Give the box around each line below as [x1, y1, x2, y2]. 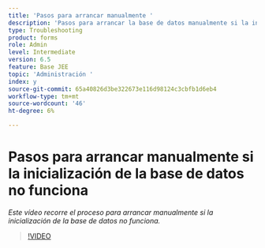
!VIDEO [27, 231, 51, 241]
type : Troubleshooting [8, 26, 83, 34]
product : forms [8, 33, 58, 42]
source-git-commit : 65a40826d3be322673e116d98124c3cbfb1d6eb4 [8, 85, 217, 93]
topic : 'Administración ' [8, 70, 93, 78]
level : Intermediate [8, 48, 77, 56]
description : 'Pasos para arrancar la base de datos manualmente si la [8, 19, 248, 27]
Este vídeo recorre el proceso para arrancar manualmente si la [8, 207, 214, 217]
